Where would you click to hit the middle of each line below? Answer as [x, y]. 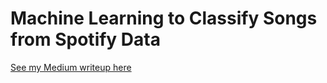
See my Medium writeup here [71, 67]
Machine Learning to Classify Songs [164, 18]
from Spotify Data [85, 39]
